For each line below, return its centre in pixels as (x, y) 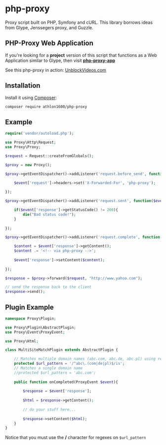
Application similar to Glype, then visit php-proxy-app (60, 60)
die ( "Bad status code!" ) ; (50, 214)
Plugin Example (30, 307)
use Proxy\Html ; (22, 341)
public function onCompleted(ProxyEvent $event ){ (66, 382)
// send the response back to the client (48, 287)
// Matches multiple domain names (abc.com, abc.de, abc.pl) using (85, 359)
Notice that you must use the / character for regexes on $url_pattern (76, 438)
